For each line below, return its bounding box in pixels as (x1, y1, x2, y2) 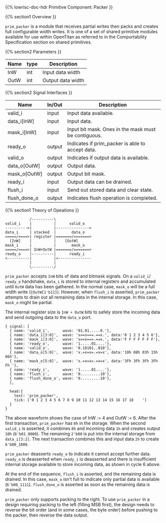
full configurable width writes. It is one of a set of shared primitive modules (5, 29, 158, 34)
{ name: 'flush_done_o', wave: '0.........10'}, (9, 376, 112, 381)
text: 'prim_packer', (14, 393, 58, 398)
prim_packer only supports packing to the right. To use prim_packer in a (5, 496, 150, 502)
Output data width (42, 77, 84, 84)
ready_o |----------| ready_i (5, 252, 85, 257)
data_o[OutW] (7, 162, 41, 169)
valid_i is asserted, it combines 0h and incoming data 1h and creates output (5, 425, 161, 431)
